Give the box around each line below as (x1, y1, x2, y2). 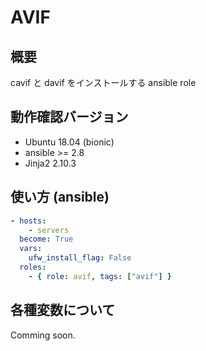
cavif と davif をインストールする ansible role (10, 77, 197, 88)
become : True (19, 234, 74, 245)
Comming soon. (10, 329, 76, 341)
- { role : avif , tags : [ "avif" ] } (28, 271, 172, 281)
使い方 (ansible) (10, 189, 110, 206)
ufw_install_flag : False (28, 253, 132, 263)
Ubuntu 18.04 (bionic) (24, 136, 115, 148)
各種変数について (10, 302, 116, 319)
